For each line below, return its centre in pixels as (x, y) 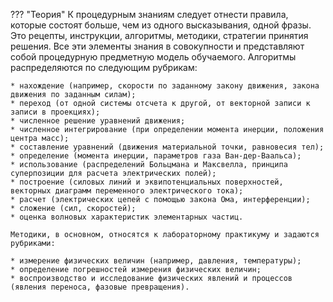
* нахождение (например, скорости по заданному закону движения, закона (165, 86)
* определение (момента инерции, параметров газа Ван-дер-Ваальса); (156, 156)
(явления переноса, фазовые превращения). (100, 287)
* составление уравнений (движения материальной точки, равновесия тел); (167, 147)
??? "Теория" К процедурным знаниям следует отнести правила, (149, 14)
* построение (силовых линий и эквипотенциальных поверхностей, (147, 182)
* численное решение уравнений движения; (98, 121)
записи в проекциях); (55, 112)
